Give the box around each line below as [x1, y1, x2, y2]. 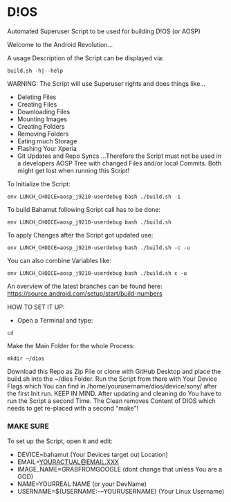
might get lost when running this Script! [17, 166, 130, 174]
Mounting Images [17, 115, 68, 123]
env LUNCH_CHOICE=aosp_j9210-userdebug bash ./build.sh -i [7, 193, 181, 200]
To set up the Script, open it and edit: [7, 437, 113, 445]
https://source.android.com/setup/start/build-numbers [7, 289, 163, 298]
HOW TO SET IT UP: [7, 303, 65, 311]
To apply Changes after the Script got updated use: [7, 231, 154, 239]
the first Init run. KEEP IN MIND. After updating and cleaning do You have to [7, 389, 222, 397]
